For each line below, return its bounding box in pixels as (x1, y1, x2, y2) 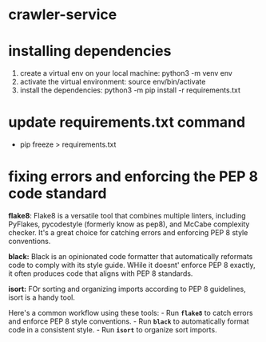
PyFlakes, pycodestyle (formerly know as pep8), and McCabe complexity (8, 219, 250, 229)
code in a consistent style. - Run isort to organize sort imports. (8, 325, 217, 334)
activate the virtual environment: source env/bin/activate (19, 77, 206, 87)
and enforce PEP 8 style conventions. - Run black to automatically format (8, 316, 249, 326)
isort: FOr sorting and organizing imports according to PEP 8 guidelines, (8, 285, 246, 293)
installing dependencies (8, 42, 172, 61)
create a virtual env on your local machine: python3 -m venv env (19, 69, 233, 78)
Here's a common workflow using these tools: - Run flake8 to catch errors (8, 309, 253, 317)
